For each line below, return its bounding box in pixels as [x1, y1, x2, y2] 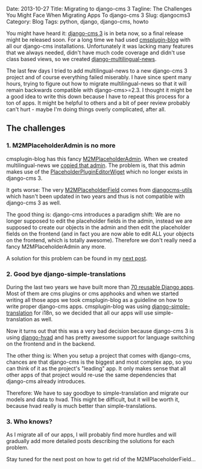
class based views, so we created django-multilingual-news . [6, 56, 157, 62]
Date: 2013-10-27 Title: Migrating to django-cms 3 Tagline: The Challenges [6, 5, 192, 12]
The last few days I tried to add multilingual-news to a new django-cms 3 [6, 67, 188, 74]
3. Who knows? [6, 417, 52, 425]
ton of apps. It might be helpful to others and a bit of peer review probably [6, 99, 191, 107]
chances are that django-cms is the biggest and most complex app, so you [6, 358, 192, 366]
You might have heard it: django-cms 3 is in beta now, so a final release [6, 30, 184, 37]
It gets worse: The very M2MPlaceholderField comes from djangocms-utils [6, 186, 193, 193]
